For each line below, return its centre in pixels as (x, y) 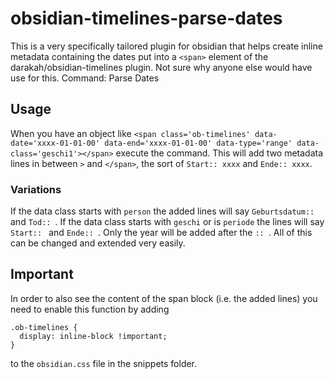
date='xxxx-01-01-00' (55, 143)
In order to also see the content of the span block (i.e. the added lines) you (164, 298)
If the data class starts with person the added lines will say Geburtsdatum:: (162, 211)
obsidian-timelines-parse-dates (146, 18)
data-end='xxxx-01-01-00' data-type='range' (198, 143)
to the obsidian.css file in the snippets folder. (104, 363)
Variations (36, 189)
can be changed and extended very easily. (98, 243)
